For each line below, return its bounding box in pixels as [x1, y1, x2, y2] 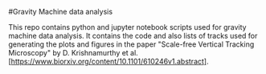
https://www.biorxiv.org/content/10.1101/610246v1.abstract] [10, 56, 207, 66]
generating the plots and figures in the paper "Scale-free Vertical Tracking [8, 39, 255, 49]
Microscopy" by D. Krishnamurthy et [8, 48, 129, 57]
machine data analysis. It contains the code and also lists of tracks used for [8, 31, 258, 40]
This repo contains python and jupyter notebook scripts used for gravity [8, 23, 247, 31]
